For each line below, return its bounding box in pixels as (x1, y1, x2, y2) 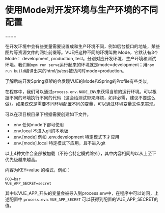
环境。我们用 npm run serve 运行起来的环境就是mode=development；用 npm (5, 62, 155, 68)
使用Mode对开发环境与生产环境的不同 (5, 4, 158, 16)
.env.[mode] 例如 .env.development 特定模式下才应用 (12, 134, 120, 140)
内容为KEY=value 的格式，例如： (5, 167, 71, 173)
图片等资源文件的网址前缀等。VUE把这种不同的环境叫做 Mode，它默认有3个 (5, 49, 159, 55)
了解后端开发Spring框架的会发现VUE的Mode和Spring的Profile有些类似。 (5, 78, 151, 84)
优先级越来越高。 (5, 156, 40, 162)
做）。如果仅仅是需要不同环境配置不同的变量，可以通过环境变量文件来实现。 (5, 101, 158, 107)
